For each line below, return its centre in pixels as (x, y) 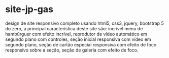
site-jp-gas (29, 9)
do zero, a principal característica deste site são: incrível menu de (74, 28)
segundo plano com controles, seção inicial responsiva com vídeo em (78, 39)
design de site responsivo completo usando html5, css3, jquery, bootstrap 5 (84, 23)
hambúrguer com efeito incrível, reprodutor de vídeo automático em (76, 34)
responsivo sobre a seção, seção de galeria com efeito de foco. (72, 50)
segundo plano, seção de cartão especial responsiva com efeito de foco (81, 44)
